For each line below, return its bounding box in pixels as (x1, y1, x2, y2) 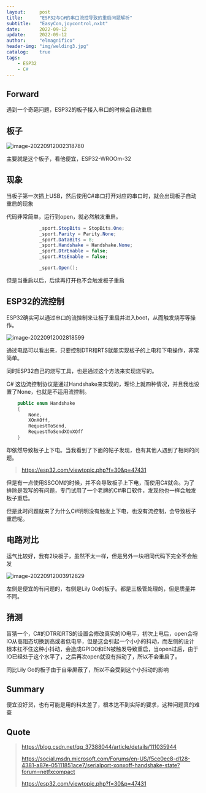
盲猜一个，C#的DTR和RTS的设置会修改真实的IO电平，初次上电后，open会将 (6, 630, 198, 637)
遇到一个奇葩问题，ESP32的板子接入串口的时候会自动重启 (6, 106, 152, 114)
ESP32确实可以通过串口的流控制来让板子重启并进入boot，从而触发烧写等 (6, 314, 191, 321)
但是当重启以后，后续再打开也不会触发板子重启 (6, 276, 124, 284)
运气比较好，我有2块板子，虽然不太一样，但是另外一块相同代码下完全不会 (6, 552, 193, 560)
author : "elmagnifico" (6, 37, 75, 44)
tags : (6, 55, 20, 61)
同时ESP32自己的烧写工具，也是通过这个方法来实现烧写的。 (6, 367, 158, 375)
